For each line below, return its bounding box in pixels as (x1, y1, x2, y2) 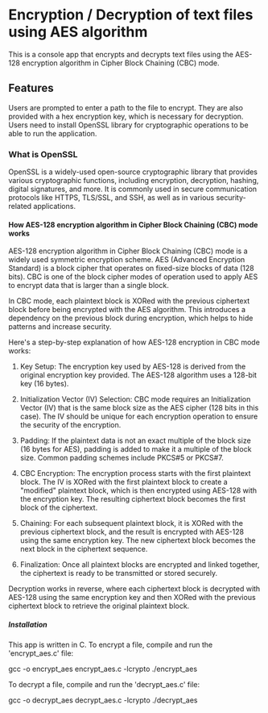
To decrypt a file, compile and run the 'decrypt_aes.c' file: (8, 680, 200, 690)
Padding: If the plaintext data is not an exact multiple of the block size (19, 436, 251, 445)
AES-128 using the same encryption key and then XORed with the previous (8, 593, 256, 603)
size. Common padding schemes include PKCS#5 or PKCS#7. (19, 453, 224, 463)
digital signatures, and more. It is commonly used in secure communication (8, 184, 258, 194)
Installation (8, 619, 47, 629)
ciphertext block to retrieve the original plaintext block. (8, 601, 190, 611)
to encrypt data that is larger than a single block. (8, 281, 169, 290)
